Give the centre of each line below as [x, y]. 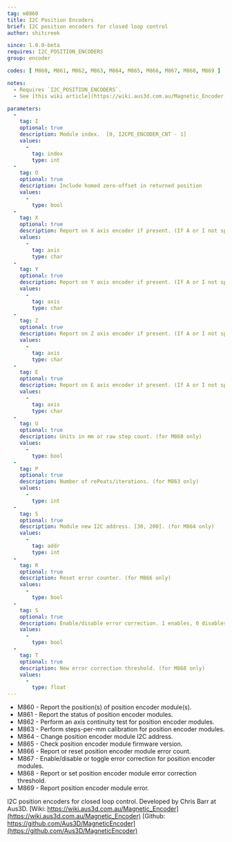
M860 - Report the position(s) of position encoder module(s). [104, 707]
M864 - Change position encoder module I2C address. [95, 736]
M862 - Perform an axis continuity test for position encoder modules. [116, 722]
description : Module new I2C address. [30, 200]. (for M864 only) [117, 527]
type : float [49, 688]
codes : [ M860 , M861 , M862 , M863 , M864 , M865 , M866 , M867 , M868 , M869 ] [114, 71]
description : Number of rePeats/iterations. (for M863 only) [109, 482]
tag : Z [29, 321]
